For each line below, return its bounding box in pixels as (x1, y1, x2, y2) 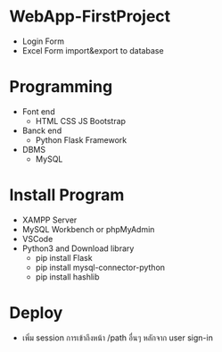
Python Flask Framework (35, 134, 127, 145)
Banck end (21, 125, 62, 136)
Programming (9, 77, 113, 97)
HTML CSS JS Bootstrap (35, 115, 127, 126)
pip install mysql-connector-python (35, 262, 166, 272)
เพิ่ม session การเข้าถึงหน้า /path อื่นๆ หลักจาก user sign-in (21, 332, 214, 343)
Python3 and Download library (21, 243, 135, 254)
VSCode (21, 233, 53, 244)
